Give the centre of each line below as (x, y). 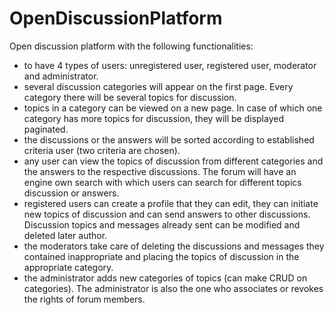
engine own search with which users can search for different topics (162, 182)
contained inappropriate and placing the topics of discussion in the (161, 256)
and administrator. (61, 76)
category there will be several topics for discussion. (130, 97)
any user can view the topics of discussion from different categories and (173, 161)
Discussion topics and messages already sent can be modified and (162, 224)
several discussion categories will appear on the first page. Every (158, 86)
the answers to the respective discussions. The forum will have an (160, 171)
